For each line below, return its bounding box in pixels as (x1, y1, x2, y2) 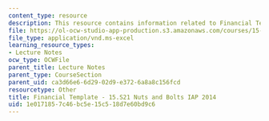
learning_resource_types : (8, 41, 94, 49)
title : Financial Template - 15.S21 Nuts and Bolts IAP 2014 (8, 93, 217, 101)
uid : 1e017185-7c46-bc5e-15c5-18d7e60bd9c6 (8, 100, 156, 108)
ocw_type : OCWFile (8, 57, 70, 64)
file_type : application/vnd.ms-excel (8, 33, 134, 42)
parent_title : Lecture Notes (8, 64, 106, 72)
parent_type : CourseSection (8, 71, 102, 79)
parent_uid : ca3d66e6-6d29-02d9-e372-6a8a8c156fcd (8, 78, 181, 86)
